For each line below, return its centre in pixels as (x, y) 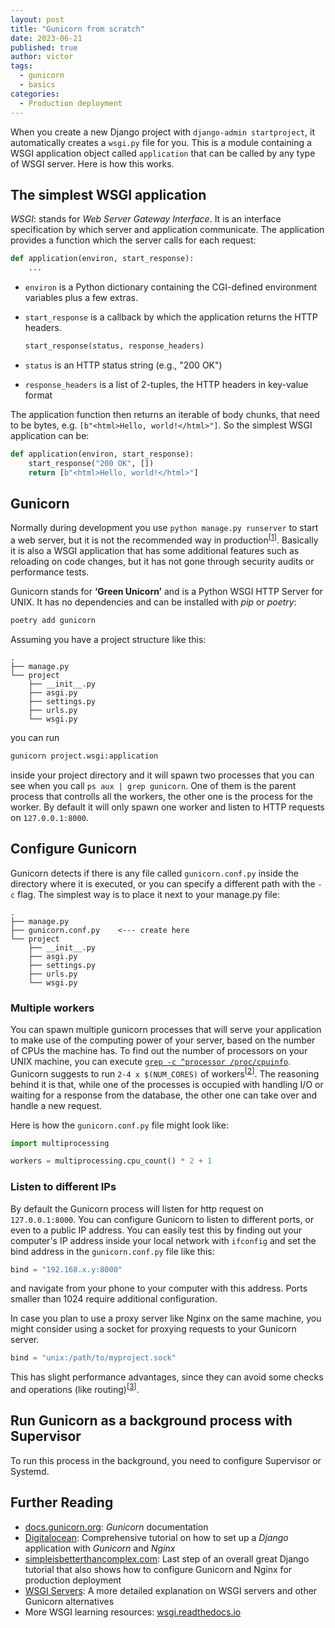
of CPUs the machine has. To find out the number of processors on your (159, 1050)
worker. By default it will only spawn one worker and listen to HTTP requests (167, 807)
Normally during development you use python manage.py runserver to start (164, 528)
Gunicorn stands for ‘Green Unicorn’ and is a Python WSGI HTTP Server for (166, 592)
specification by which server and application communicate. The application (167, 230)
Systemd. (30, 1471)
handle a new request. (56, 1105)
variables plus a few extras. (81, 298)
